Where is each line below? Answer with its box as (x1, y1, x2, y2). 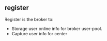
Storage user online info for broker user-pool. (11, 26, 102, 31)
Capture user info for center (11, 31, 67, 36)
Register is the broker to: (4, 16, 54, 22)
